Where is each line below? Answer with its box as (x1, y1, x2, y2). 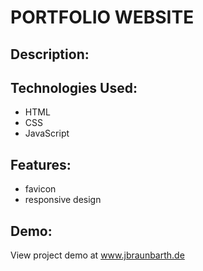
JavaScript (24, 127, 70, 140)
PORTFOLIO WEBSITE (10, 6, 195, 29)
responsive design (24, 194, 102, 206)
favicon (24, 183, 57, 195)
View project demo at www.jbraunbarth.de (10, 249, 185, 261)
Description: (10, 46, 90, 63)
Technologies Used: (10, 79, 138, 96)
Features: (10, 156, 72, 173)
